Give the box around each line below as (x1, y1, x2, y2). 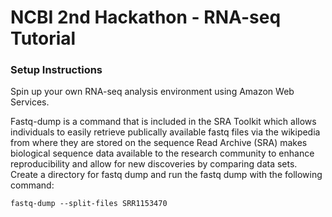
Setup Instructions (10, 63, 103, 77)
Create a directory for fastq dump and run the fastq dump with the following (10, 169, 323, 181)
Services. (10, 96, 50, 108)
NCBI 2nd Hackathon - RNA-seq (10, 6, 282, 29)
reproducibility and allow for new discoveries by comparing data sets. (10, 158, 298, 170)
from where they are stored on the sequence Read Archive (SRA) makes (10, 137, 308, 149)
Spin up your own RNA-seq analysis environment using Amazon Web (10, 86, 295, 98)
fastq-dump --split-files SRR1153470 (10, 199, 168, 209)
